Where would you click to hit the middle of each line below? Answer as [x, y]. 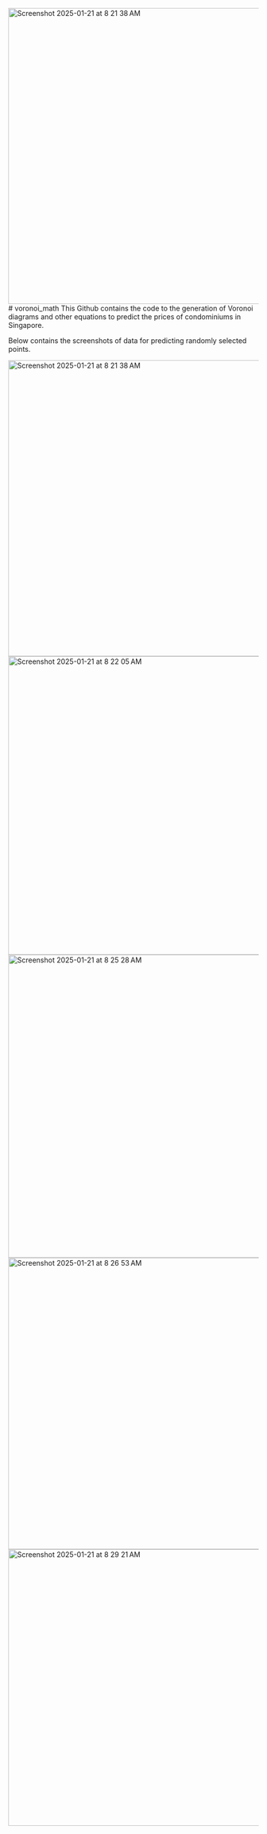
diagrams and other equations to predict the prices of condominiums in [125, 317]
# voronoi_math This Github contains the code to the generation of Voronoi [131, 308]
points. [19, 349]
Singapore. [26, 325]
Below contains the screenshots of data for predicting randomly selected [128, 341]
